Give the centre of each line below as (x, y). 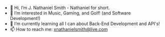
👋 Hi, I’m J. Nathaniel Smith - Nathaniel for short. (60, 8)
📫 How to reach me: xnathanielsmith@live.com (59, 29)
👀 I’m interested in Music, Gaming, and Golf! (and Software (70, 13)
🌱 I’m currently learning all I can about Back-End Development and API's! (85, 23)
